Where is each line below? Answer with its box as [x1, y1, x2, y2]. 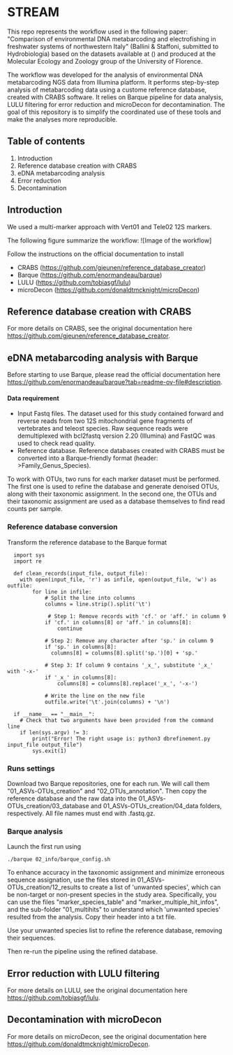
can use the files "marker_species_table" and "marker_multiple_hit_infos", [7, 898, 219, 906]
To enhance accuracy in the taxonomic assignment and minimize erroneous [7, 868, 225, 877]
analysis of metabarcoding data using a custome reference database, [7, 85, 207, 94]
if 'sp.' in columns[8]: [44, 643, 117, 650]
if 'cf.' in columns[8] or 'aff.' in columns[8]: [44, 619, 192, 626]
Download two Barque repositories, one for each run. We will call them [7, 779, 210, 787]
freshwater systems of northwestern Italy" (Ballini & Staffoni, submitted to [7, 42, 219, 50]
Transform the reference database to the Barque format [7, 538, 167, 546]
